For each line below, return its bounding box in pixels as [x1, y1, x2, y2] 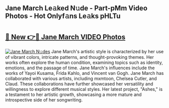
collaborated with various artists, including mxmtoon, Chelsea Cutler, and [5, 75, 157, 81]
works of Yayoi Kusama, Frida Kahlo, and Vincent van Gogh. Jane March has [5, 70, 164, 76]
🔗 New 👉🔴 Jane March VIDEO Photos [5, 33, 126, 41]
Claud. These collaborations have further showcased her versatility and [5, 81, 153, 87]
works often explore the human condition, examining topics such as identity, [5, 60, 163, 65]
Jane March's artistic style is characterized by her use [51, 49, 164, 54]
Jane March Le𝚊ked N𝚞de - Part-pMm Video [5, 4, 147, 13]
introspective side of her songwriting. [5, 97, 83, 102]
